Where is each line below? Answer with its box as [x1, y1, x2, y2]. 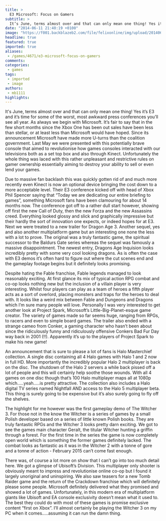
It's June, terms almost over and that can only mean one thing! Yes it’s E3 [5, 109, 155, 115]
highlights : [5, 95, 30, 100]
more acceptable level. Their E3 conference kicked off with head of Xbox [5, 187, 154, 193]
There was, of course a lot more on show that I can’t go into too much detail [5, 457, 160, 463]
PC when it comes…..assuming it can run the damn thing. [5, 510, 122, 517]
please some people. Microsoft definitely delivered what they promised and [5, 484, 159, 490]
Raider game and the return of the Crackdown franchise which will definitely [5, 479, 161, 485]
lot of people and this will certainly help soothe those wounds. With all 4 [5, 370, 152, 375]
